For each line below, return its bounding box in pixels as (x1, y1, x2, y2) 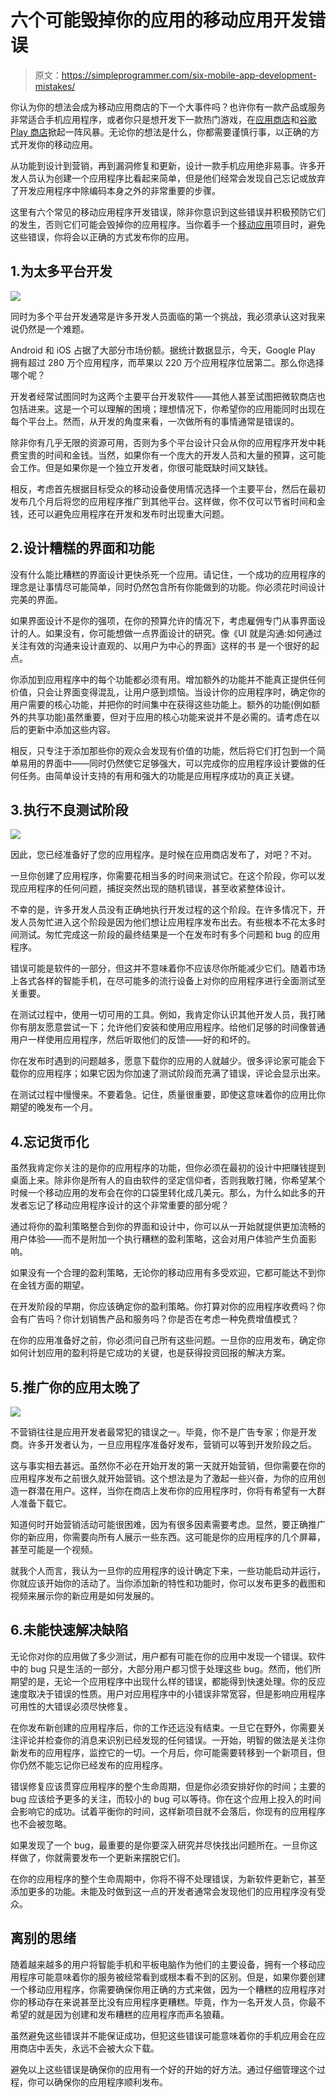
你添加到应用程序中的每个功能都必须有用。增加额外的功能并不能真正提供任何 (10, 673, 326, 685)
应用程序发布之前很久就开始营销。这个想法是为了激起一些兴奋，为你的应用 (10, 1472, 317, 1484)
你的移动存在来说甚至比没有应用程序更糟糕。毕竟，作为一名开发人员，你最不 (10, 1996, 326, 2008)
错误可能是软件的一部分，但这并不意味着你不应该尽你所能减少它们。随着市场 (10, 962, 326, 975)
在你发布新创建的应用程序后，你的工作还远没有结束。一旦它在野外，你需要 (10, 1721, 317, 1733)
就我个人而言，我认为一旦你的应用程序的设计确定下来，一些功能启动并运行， (10, 1565, 326, 1576)
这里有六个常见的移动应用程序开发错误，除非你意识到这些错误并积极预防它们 (10, 206, 326, 218)
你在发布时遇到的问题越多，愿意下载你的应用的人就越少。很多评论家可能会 (10, 1055, 317, 1067)
